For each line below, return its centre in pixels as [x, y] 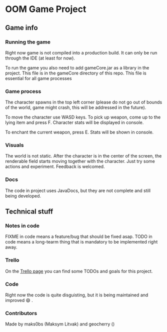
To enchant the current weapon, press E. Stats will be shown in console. [79, 132]
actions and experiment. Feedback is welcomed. [55, 166]
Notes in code [22, 226]
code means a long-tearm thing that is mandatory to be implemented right [81, 242]
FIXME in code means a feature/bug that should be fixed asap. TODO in [79, 236]
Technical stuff [29, 212]
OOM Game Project [46, 9]
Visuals [14, 145]
